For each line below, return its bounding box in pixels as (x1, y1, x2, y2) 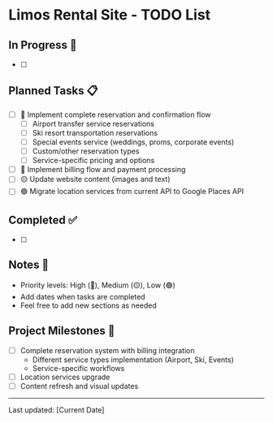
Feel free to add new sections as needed (19, 300, 157, 310)
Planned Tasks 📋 (8, 84, 98, 98)
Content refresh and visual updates (19, 381, 139, 391)
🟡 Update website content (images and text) (19, 175, 171, 184)
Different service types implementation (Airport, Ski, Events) (32, 355, 234, 365)
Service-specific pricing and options (32, 156, 155, 166)
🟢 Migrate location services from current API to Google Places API (19, 187, 245, 196)
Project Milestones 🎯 (8, 324, 115, 338)
